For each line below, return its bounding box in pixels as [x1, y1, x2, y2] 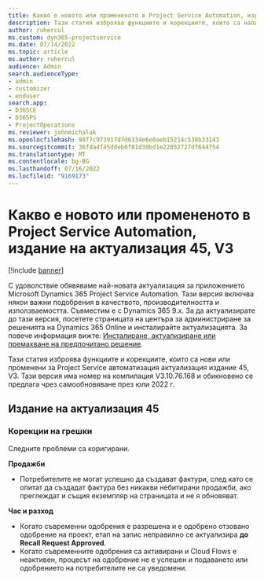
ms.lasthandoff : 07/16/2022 [8, 165, 101, 173]
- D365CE [8, 107, 37, 115]
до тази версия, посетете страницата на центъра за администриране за [8, 314, 251, 323]
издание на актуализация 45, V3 [8, 240, 234, 258]
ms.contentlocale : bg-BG [8, 158, 90, 166]
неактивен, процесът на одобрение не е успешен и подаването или [19, 555, 248, 564]
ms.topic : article [8, 48, 68, 56]
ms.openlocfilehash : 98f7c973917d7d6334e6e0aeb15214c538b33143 [8, 135, 220, 144]
